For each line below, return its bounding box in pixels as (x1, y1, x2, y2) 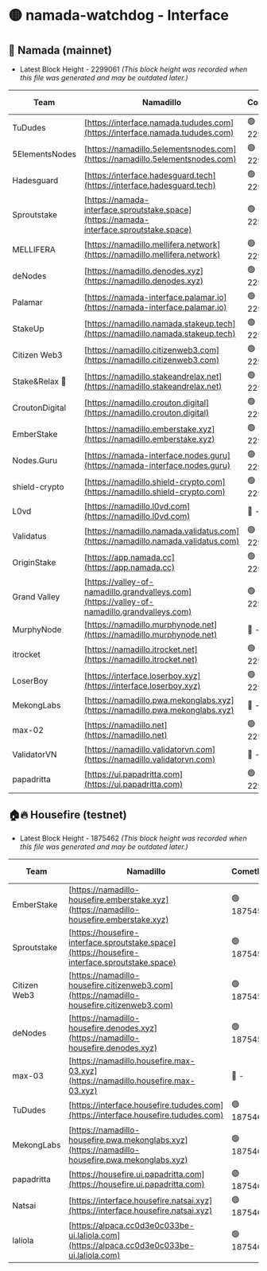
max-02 (12, 724, 44, 735)
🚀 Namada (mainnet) (8, 43, 113, 57)
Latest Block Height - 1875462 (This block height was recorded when (19, 833, 248, 843)
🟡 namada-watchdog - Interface (8, 6, 229, 25)
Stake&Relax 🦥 (12, 376, 67, 387)
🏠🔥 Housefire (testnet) (8, 809, 127, 822)
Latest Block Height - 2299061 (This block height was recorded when (19, 64, 248, 74)
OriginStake (12, 556, 56, 567)
